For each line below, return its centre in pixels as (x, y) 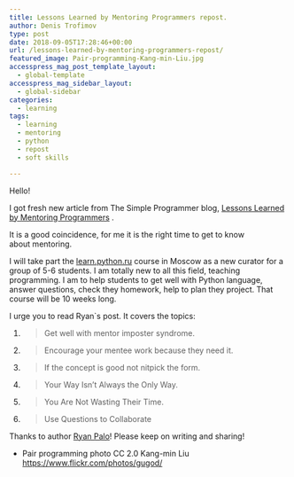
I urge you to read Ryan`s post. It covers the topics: (103, 316)
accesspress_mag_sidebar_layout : (71, 83)
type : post (29, 34)
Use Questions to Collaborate (98, 418)
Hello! (20, 191)
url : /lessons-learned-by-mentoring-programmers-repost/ (116, 51)
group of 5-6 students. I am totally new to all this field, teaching (125, 270)
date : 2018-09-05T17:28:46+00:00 (71, 42)
